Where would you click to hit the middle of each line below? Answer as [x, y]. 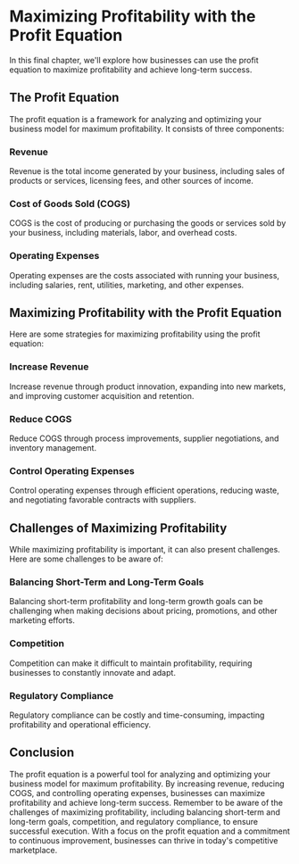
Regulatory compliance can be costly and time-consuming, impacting [137, 715]
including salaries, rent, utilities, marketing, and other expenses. [127, 285]
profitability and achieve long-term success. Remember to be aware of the [146, 802]
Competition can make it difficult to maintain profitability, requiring [131, 663]
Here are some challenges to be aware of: [86, 559]
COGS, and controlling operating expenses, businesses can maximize [137, 793]
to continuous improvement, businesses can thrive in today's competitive [144, 840]
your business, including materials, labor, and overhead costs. [123, 233]
